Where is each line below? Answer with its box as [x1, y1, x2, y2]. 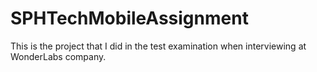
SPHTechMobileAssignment [10, 7, 249, 30]
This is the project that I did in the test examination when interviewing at [10, 40, 307, 52]
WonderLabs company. [10, 50, 107, 62]
